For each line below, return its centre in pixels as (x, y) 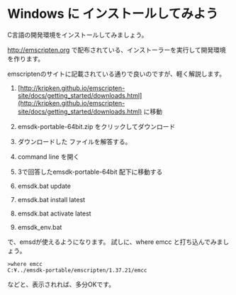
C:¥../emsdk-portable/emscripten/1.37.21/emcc (77, 270)
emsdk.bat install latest (51, 199)
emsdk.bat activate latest (54, 213)
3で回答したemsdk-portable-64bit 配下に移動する (90, 172)
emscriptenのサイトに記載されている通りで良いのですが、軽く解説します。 (116, 74)
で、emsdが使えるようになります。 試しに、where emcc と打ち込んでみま (115, 242)
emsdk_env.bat (40, 227)
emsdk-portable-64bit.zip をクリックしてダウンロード (96, 126)
